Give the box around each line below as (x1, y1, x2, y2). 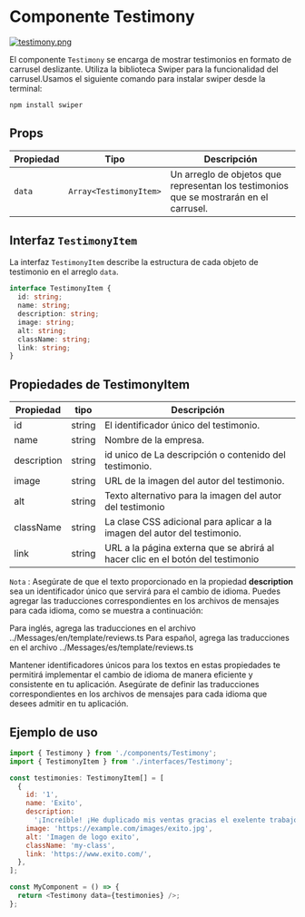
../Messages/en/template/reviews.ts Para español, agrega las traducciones (9, 633, 290, 644)
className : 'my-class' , (25, 841, 116, 850)
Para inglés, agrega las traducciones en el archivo (9, 623, 197, 634)
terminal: (9, 83, 43, 94)
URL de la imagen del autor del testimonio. (103, 475, 285, 488)
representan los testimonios (170, 179, 289, 192)
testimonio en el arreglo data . (9, 266, 120, 278)
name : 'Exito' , (25, 799, 84, 808)
